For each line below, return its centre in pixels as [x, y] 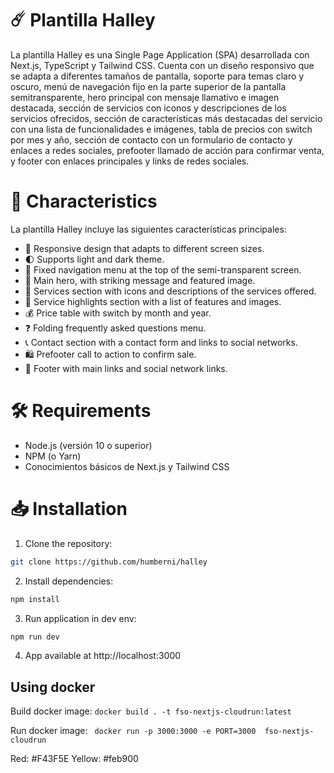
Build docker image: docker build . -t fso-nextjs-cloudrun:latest [151, 711]
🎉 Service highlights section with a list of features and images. [153, 301]
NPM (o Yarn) [53, 456]
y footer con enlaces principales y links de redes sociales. [130, 161]
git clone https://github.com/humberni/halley [109, 562]
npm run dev [35, 637]
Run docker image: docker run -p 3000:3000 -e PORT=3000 [133, 731]
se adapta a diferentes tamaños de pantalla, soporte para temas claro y [157, 76]
